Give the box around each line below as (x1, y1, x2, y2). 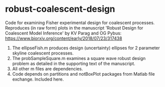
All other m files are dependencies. (12, 65, 83, 72)
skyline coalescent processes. (12, 50, 74, 56)
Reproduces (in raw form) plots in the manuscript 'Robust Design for (5, 25, 143, 30)
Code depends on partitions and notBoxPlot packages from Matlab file (12, 71, 155, 77)
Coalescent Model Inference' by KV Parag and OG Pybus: (5, 30, 122, 36)
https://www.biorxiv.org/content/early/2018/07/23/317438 (5, 35, 122, 41)
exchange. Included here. (12, 76, 64, 82)
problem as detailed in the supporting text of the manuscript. (12, 60, 136, 66)
